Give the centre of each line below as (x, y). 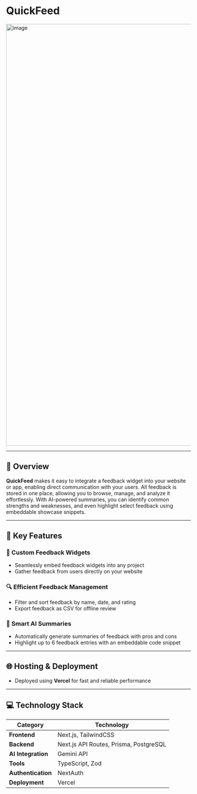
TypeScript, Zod (80, 763)
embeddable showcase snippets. (46, 512)
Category (30, 725)
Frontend (22, 735)
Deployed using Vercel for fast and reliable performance (83, 680)
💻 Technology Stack (45, 705)
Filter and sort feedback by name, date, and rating (75, 602)
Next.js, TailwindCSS (86, 735)
